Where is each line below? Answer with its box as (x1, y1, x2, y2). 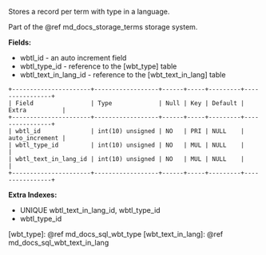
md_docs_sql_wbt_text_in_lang (8, 238, 109, 247)
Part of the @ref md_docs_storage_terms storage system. (8, 22, 198, 31)
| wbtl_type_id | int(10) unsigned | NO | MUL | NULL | (8, 141, 245, 149)
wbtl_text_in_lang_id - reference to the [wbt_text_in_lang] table (19, 70, 226, 79)
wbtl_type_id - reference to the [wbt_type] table (19, 61, 177, 71)
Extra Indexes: (8, 190, 58, 199)
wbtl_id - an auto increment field (19, 53, 127, 62)
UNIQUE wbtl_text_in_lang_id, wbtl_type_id (19, 206, 161, 214)
